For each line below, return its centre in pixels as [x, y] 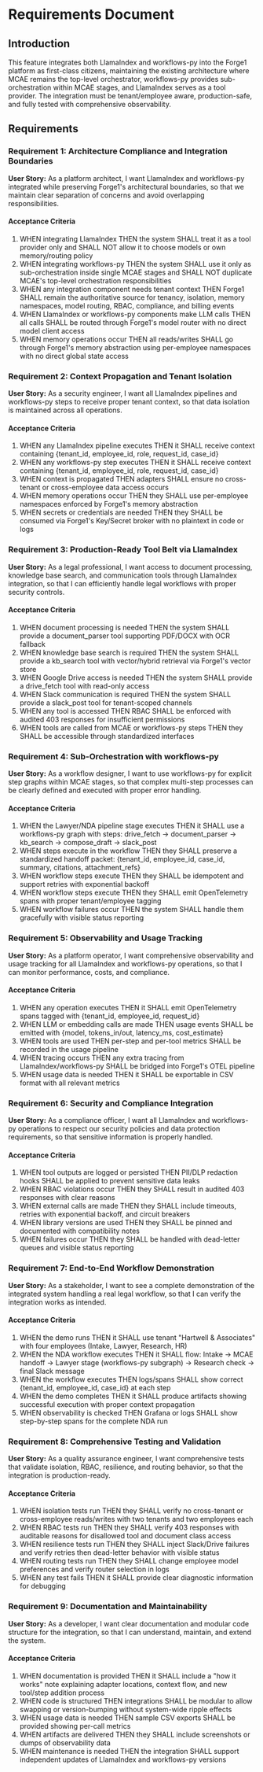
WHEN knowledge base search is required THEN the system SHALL [129, 652]
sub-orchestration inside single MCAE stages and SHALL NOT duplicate [136, 272]
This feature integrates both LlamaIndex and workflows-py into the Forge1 [128, 62]
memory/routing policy [56, 255]
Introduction [39, 44]
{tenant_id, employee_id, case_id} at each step [95, 1387]
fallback [32, 644]
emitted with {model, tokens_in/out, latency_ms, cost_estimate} [121, 1032]
